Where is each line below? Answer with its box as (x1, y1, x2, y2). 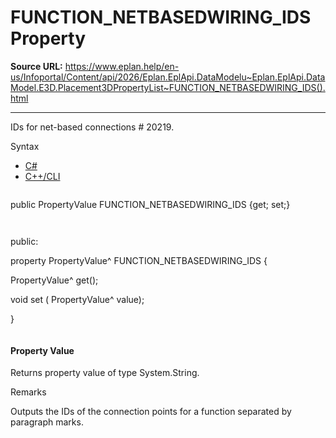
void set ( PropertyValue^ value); (10, 293, 145, 305)
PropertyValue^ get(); (10, 274, 99, 286)
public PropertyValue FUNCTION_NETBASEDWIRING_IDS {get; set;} (10, 198, 291, 210)
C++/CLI (24, 170, 61, 182)
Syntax (10, 140, 40, 152)
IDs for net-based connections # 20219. (10, 121, 175, 133)
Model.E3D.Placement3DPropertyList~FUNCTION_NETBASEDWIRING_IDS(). (10, 81, 326, 93)
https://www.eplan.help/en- (64, 60, 180, 72)
